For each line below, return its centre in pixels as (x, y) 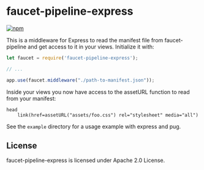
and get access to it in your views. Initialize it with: (91, 47)
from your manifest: (31, 98)
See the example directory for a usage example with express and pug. (94, 126)
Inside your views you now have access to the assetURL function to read (98, 92)
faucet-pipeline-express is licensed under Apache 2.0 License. (86, 160)
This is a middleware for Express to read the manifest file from (85, 40)
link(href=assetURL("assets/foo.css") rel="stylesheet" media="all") (108, 115)
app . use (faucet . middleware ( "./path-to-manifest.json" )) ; (81, 80)
